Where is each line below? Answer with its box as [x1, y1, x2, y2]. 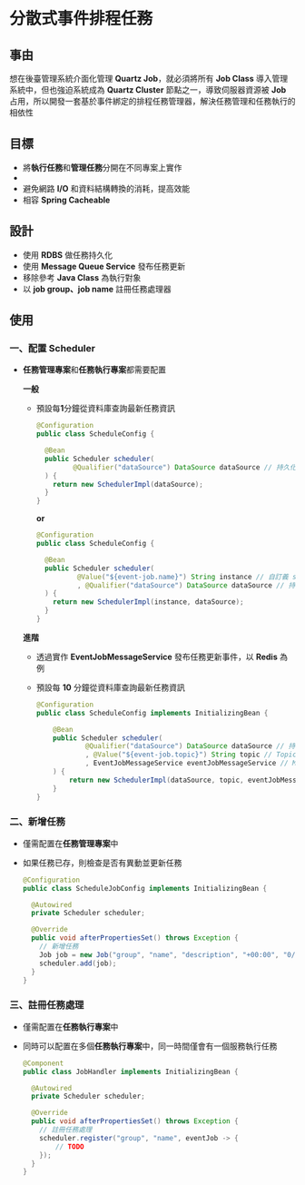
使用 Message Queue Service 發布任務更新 [22, 261, 186, 272]
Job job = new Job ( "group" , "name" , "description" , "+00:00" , [39, 950, 280, 959]
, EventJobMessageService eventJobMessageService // [84, 759, 289, 768]
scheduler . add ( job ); [39, 959, 117, 968]
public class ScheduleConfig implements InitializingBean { [35, 708, 269, 717]
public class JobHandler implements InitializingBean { [22, 1067, 239, 1076]
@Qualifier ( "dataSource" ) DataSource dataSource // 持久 [73, 462, 290, 472]
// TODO [55, 1141, 84, 1151]
